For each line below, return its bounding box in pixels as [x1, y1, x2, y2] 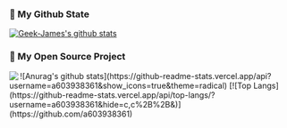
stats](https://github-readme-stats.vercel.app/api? [86, 70, 272, 81]
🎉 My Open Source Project [9, 51, 126, 63]
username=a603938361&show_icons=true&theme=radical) [9, 80, 228, 91]
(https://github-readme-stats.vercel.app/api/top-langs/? [9, 89, 216, 100]
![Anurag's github [20, 70, 85, 81]
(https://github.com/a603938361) [9, 108, 133, 119]
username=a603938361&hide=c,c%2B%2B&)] [9, 99, 181, 109]
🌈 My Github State [9, 8, 89, 20]
